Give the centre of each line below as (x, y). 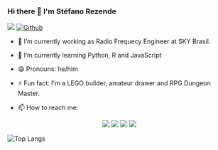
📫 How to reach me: (48, 108)
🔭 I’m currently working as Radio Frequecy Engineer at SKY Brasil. (114, 41)
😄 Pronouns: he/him (48, 69)
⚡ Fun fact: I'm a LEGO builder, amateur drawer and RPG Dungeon (114, 83)
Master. (29, 93)
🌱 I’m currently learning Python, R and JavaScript (89, 55)
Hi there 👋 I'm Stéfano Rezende (62, 11)
